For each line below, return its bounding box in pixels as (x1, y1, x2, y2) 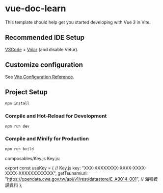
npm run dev (5, 124, 29, 129)
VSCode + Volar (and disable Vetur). (5, 46, 79, 52)
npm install (5, 101, 29, 106)
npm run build (5, 146, 34, 151)
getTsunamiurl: (57, 170, 88, 176)
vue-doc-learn (5, 3, 66, 14)
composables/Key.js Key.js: (5, 155, 60, 161)
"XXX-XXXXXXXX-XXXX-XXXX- (81, 165, 147, 171)
